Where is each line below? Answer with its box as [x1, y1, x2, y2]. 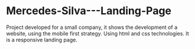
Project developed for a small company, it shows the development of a [6, 24, 178, 31]
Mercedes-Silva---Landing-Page [6, 4, 172, 18]
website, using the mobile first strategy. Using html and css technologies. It [6, 30, 189, 37]
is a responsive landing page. [6, 36, 78, 43]
